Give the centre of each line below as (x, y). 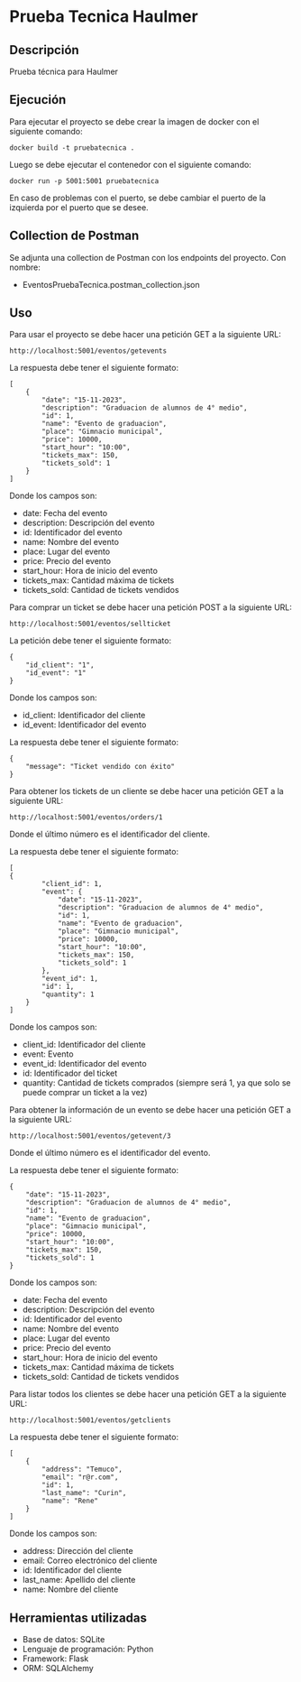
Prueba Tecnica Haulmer (104, 17)
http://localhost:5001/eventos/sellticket (90, 624)
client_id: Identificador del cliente (84, 1045)
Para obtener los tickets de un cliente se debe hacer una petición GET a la (146, 791)
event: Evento (48, 1054)
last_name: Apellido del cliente (79, 1580)
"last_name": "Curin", (84, 1493)
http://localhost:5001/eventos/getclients (90, 1420)
